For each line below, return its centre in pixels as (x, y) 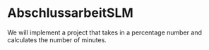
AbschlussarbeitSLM (71, 13)
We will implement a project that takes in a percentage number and (105, 32)
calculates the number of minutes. (57, 39)
